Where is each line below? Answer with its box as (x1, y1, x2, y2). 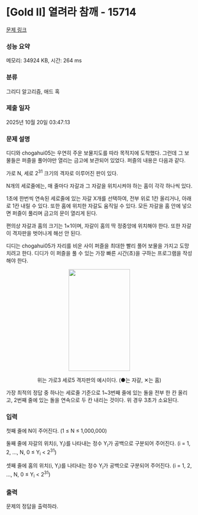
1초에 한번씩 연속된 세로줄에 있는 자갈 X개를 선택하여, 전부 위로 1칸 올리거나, (6, 195, 181, 202)
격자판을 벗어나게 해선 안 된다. (12, 229, 82, 237)
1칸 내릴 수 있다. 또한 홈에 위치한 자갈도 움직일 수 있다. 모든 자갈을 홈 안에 (12, 202, 181, 209)
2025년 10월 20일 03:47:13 (6, 118, 70, 125)
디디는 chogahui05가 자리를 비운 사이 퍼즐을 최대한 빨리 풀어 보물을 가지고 (6, 242, 178, 249)
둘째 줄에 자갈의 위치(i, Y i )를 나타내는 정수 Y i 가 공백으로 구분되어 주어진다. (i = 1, (6, 440, 191, 448)
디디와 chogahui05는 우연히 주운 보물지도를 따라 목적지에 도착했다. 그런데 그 (6, 149, 183, 157)
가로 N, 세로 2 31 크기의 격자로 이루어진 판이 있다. (6, 169, 118, 176)
